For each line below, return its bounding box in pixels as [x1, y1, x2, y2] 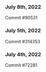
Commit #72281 [5, 62, 38, 68]
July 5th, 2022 [5, 27, 41, 34]
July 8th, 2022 [5, 3, 41, 10]
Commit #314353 [5, 38, 41, 44]
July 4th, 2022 [5, 51, 42, 58]
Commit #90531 [5, 15, 38, 21]
